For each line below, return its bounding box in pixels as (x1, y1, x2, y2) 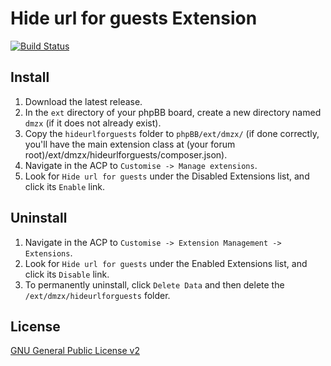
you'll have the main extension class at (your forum (24, 138, 236, 150)
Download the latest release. (24, 95, 143, 107)
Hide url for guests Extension (10, 7, 258, 30)
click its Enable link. (24, 180, 106, 192)
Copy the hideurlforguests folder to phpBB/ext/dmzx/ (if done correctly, (24, 127, 320, 139)
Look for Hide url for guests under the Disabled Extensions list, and (24, 170, 310, 182)
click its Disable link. (24, 268, 110, 280)
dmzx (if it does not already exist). (24, 117, 162, 129)
